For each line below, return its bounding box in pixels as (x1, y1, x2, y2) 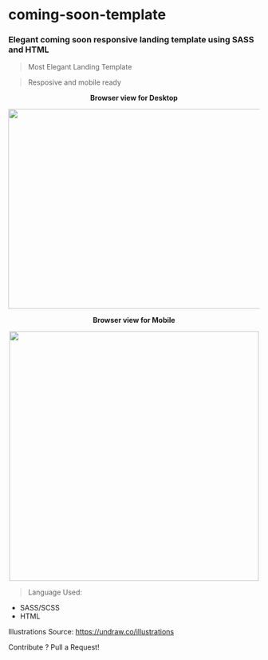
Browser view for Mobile (93, 316, 175, 325)
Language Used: (27, 587, 82, 597)
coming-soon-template (8, 6, 166, 24)
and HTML (8, 44, 49, 55)
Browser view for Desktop (90, 93, 178, 103)
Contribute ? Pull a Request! (8, 642, 100, 652)
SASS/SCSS (19, 603, 60, 613)
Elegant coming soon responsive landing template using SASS (8, 34, 254, 46)
